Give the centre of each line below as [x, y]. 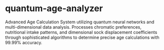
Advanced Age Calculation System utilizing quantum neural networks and [80, 22]
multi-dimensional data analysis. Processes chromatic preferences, [73, 27]
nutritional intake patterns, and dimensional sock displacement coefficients [81, 32]
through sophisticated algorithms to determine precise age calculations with [82, 37]
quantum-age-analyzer [54, 8]
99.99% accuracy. [24, 42]
